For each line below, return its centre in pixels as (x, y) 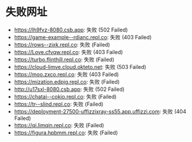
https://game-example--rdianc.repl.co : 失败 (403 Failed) (83, 37)
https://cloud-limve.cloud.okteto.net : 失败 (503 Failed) (80, 67)
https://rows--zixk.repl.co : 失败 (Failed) (62, 45)
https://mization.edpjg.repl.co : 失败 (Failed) (67, 81)
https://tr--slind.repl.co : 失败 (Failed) (59, 104)
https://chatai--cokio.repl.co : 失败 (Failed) (65, 96)
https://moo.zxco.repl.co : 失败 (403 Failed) (66, 74)
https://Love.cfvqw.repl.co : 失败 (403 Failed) (68, 52)
